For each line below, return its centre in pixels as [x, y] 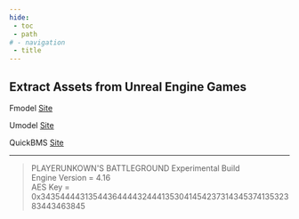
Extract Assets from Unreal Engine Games [128, 87]
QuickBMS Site [36, 142]
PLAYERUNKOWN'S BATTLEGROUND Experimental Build [135, 168]
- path [25, 34]
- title [27, 51]
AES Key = [50, 187]
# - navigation [37, 42]
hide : [19, 17]
